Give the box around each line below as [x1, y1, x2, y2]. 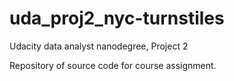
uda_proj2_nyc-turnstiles [9, 7, 225, 30]
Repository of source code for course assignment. [9, 59, 217, 71]
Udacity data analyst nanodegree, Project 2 [9, 40, 189, 52]
